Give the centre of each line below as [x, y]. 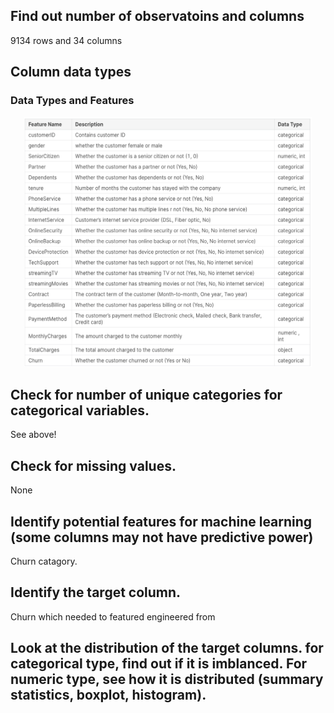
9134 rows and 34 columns [66, 40]
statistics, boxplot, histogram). [108, 695]
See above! [33, 435]
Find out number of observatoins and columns [157, 16]
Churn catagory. [44, 561]
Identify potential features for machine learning [161, 521]
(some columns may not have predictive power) [162, 537]
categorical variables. [80, 410]
